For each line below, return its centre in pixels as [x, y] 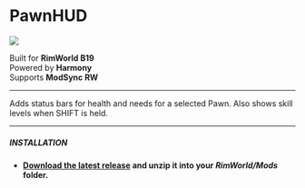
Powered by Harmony [51, 67]
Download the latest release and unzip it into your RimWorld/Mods [150, 165]
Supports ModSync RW [54, 77]
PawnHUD [49, 16]
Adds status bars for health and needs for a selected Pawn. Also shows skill [151, 103]
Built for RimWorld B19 [52, 58]
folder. [35, 174]
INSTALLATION [39, 143]
